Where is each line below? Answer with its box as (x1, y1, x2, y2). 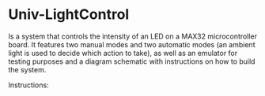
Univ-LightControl (8, 6, 130, 24)
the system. (8, 65, 47, 74)
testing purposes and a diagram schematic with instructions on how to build (8, 57, 256, 66)
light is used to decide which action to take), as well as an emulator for (8, 48, 238, 57)
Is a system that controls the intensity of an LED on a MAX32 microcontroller (8, 31, 257, 41)
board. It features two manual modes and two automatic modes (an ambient (8, 39, 256, 49)
